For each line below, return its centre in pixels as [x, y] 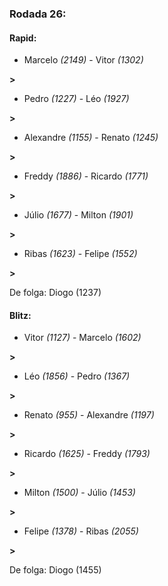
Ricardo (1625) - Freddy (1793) [87, 454]
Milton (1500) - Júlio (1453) [79, 493]
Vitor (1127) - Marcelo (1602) [82, 338]
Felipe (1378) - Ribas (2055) [81, 531]
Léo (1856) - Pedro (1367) [77, 376]
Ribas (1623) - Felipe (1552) [80, 254]
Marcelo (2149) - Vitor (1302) [83, 60]
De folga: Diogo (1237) [55, 293]
